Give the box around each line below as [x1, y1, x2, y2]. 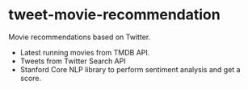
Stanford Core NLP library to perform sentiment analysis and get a [19, 64, 241, 74]
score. [19, 73, 42, 83]
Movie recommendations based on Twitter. [8, 32, 151, 42]
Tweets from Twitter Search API [19, 56, 127, 66]
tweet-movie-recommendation [8, 6, 221, 24]
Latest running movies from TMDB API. [19, 47, 150, 57]
